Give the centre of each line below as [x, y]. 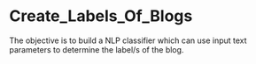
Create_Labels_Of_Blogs [101, 16]
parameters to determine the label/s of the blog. [97, 49]
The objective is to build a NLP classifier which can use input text [128, 40]
